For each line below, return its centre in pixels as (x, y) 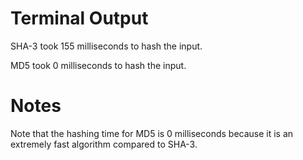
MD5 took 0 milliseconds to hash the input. (98, 65)
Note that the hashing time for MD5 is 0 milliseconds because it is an (152, 133)
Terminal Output (79, 18)
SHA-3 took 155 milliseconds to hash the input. (106, 46)
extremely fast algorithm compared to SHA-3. (104, 144)
